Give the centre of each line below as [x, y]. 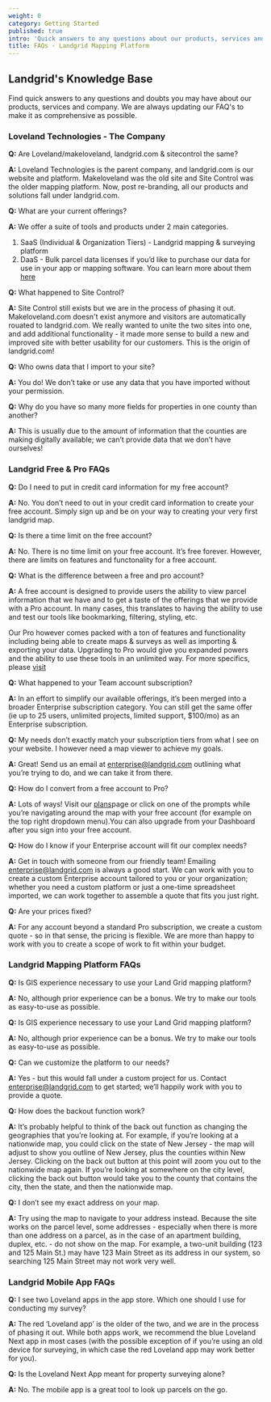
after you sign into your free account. [70, 829]
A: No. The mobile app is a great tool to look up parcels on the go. [118, 1390]
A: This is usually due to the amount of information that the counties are [128, 431]
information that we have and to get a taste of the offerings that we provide [133, 599]
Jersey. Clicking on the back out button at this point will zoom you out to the [135, 1161]
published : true [35, 31]
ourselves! [26, 448]
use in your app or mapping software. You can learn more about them [135, 269]
